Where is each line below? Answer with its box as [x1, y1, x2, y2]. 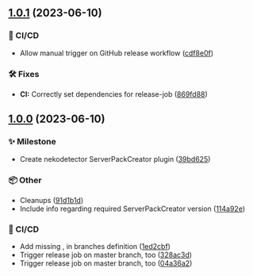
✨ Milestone [8, 136, 57, 148]
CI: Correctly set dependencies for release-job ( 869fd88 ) [19, 89, 208, 98]
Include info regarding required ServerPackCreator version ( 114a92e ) [19, 204, 246, 213]
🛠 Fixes [8, 68, 40, 79]
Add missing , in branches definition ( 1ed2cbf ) [19, 242, 171, 251]
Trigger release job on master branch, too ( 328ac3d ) [19, 250, 193, 260]
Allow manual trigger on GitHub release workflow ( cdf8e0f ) [19, 48, 214, 58]
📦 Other [8, 174, 42, 186]
